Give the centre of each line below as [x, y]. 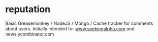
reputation [28, 9]
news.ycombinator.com [30, 34]
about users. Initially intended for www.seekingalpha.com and [70, 28]
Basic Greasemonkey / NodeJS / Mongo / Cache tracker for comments [79, 23]
